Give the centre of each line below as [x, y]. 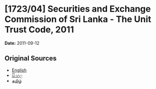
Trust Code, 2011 [39, 30]
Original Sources [31, 59]
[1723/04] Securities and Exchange [78, 9]
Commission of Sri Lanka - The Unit [78, 19]
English [19, 70]
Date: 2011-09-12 [22, 43]
